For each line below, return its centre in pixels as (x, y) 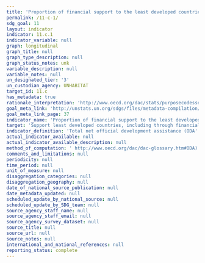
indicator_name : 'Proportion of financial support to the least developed (103, 120)
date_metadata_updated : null (43, 193)
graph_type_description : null (45, 57)
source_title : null (31, 228)
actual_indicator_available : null (50, 137)
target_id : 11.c (27, 92)
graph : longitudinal (33, 46)
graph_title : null (30, 52)
